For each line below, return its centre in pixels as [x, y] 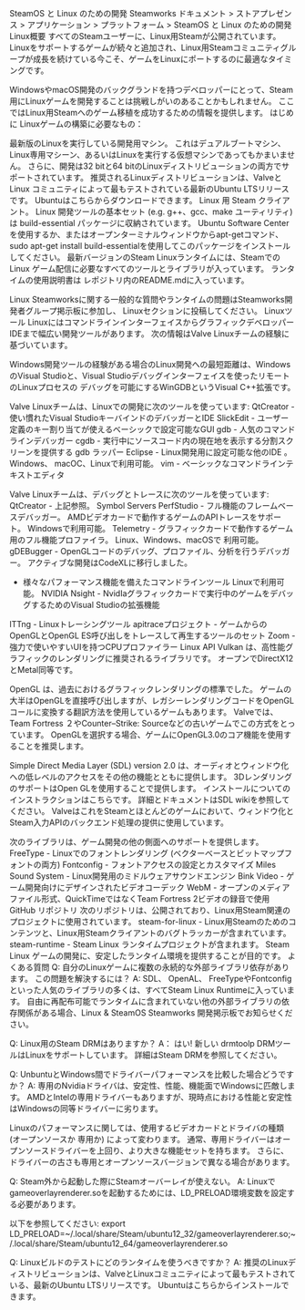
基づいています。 [41, 345]
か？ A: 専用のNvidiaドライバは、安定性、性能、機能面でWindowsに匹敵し [149, 1086]
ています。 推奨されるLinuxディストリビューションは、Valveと [165, 177]
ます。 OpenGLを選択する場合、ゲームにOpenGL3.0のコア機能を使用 [154, 735]
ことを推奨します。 [53, 746]
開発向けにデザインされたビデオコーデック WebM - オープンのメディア [158, 887]
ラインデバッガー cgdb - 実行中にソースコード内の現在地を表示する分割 [144, 441]
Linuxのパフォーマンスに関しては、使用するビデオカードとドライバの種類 [147, 1128]
